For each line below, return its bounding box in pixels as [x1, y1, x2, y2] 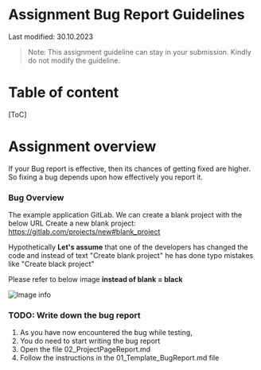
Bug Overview [8, 192, 64, 203]
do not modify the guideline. [27, 56, 121, 65]
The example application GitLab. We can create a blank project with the [8, 210, 243, 220]
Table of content [8, 83, 119, 102]
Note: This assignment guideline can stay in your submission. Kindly [27, 47, 252, 56]
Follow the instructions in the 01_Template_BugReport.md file [19, 353, 220, 363]
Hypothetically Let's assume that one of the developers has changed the [8, 242, 248, 252]
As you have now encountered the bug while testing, [19, 328, 193, 337]
